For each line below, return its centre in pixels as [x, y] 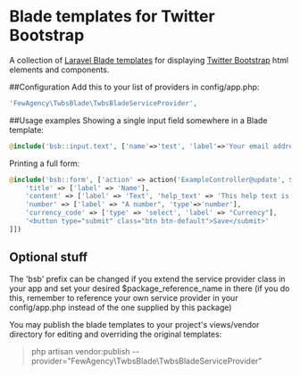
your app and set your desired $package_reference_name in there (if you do [150, 288]
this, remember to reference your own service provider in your [124, 297]
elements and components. [59, 70]
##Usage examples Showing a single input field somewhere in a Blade [138, 120]
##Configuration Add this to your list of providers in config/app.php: [134, 87]
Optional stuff [48, 258]
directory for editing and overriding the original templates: [116, 334]
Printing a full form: [45, 163]
